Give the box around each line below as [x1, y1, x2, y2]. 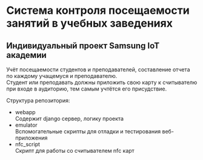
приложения [15, 134, 48, 141]
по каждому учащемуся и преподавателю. [6, 72, 118, 79]
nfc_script [15, 141, 41, 148]
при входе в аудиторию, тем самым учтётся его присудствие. [6, 85, 167, 92]
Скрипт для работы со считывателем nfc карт [15, 147, 135, 154]
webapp [15, 109, 36, 115]
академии [6, 50, 47, 60]
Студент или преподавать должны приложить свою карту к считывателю [6, 79, 198, 86]
